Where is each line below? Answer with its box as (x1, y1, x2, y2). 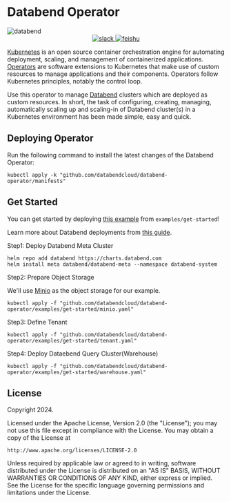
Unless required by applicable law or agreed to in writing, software (7, 459, 197, 467)
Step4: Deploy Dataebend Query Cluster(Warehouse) (7, 349, 159, 358)
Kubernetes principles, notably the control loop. (7, 77, 143, 85)
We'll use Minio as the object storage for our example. (7, 286, 161, 294)
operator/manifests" (7, 177, 67, 184)
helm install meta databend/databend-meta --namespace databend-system (7, 260, 217, 268)
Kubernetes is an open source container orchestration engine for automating (7, 48, 225, 56)
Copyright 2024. (7, 405, 54, 414)
